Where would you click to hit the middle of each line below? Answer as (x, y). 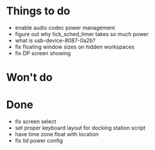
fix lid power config (39, 141)
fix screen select (35, 122)
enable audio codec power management (65, 28)
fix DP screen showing (43, 53)
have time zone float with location (57, 134)
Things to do (38, 11)
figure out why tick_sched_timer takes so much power (82, 34)
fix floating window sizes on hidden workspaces (74, 47)
